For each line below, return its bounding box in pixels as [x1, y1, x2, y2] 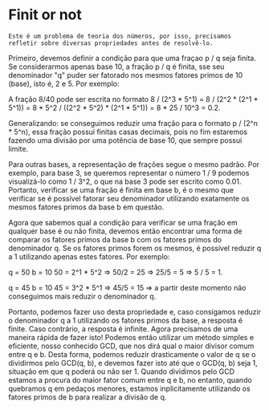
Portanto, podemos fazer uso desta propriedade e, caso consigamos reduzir [8, 306, 262, 316]
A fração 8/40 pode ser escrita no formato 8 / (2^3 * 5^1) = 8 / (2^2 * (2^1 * [8, 94, 259, 104]
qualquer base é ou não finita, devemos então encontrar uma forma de [8, 226, 243, 236]
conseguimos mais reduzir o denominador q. [8, 291, 157, 301]
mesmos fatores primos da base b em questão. [8, 202, 165, 212]
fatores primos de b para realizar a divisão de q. [8, 392, 167, 402]
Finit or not [8, 6, 82, 24]
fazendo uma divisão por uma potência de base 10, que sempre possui [8, 135, 243, 145]
